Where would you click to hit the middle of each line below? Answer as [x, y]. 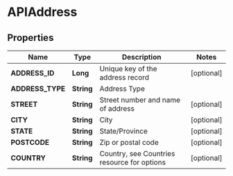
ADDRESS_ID [33, 73]
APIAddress [42, 12]
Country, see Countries [137, 153]
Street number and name [140, 100]
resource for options [133, 162]
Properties [31, 38]
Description [141, 57]
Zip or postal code [129, 142]
